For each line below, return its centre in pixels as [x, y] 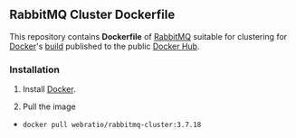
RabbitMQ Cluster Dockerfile [92, 15]
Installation [35, 69]
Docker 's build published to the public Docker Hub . [105, 46]
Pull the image [49, 106]
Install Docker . [49, 89]
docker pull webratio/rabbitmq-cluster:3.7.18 [112, 125]
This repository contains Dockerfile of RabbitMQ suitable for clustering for [148, 36]
